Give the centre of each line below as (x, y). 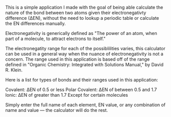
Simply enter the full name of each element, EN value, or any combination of (86, 105)
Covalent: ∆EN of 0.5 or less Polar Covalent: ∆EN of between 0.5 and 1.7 (81, 90)
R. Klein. (14, 70)
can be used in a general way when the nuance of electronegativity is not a (84, 54)
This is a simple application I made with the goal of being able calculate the (84, 7)
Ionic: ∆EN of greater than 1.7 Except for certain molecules (67, 95)
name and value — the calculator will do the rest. (57, 110)
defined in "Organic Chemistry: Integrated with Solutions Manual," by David (84, 65)
